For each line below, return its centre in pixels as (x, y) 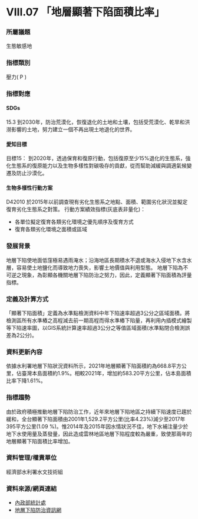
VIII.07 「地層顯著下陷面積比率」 (85, 12)
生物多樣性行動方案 (29, 187)
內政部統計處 (30, 502)
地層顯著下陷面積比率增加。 (40, 441)
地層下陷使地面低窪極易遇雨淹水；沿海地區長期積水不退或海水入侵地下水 (94, 260)
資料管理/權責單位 (32, 458)
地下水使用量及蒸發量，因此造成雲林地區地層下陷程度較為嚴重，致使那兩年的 (99, 434)
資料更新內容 (24, 352)
